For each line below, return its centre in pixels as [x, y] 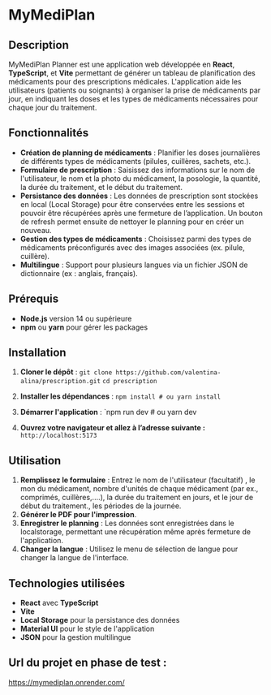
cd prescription [130, 382]
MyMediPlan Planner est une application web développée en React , [122, 64]
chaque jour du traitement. [53, 108]
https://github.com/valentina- [168, 373]
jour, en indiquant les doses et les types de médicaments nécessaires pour [133, 99]
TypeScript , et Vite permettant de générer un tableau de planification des [132, 73]
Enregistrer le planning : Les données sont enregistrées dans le [127, 523]
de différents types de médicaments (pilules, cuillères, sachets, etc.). [135, 161]
